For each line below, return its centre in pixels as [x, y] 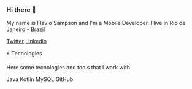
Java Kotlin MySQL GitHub [40, 79]
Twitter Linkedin [27, 41]
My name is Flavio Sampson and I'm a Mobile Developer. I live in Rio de [96, 23]
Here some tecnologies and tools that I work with [68, 68]
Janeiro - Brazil [26, 29]
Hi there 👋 [21, 10]
